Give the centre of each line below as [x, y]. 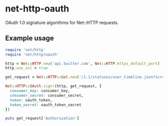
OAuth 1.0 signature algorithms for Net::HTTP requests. [62, 22]
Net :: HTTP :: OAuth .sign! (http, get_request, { [53, 86]
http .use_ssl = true [27, 68]
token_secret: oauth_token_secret [45, 105]
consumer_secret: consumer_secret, [47, 95]
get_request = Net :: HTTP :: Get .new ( [42, 77]
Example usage [29, 38]
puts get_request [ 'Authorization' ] [42, 118]
